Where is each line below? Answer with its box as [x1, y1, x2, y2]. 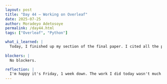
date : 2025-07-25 [5, 16, 41, 21]
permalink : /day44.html [5, 26, 55, 31]
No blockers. [9, 58, 37, 63]
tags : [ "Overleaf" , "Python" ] [5, 30, 68, 35]
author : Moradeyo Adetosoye [5, 21, 64, 26]
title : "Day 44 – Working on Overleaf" [5, 12, 88, 17]
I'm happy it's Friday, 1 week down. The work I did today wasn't [9, 72, 150, 77]
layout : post [5, 7, 32, 12]
